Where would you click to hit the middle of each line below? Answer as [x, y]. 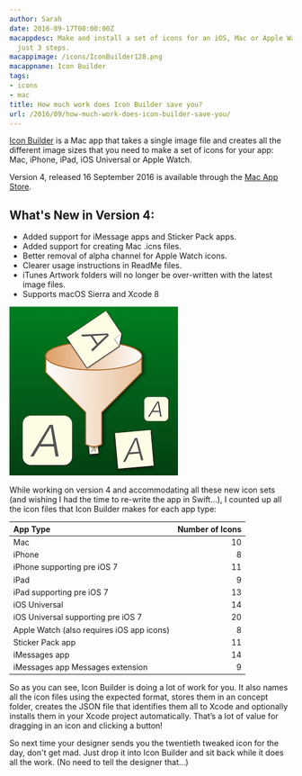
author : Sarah [36, 19]
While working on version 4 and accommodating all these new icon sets [142, 490]
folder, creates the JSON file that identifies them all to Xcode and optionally [149, 706]
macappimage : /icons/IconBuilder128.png [86, 57]
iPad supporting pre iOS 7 [61, 592]
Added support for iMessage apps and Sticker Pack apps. [129, 237]
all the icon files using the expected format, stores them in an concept [139, 697]
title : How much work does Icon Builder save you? [106, 104]
